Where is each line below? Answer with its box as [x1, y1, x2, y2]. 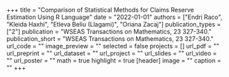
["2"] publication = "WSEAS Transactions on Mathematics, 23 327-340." [6, 27, 212, 35]
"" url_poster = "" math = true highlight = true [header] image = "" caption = [6, 57, 221, 64]
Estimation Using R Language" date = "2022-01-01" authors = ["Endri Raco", [6, 13, 223, 21]
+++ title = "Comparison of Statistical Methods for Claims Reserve [6, 6, 194, 14]
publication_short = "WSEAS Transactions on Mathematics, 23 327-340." [6, 35, 214, 43]
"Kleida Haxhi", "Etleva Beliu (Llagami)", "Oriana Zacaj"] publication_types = [6, 20, 221, 28]
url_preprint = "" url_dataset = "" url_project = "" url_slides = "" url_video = [6, 49, 217, 57]
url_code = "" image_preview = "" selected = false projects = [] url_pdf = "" [6, 42, 219, 50]
